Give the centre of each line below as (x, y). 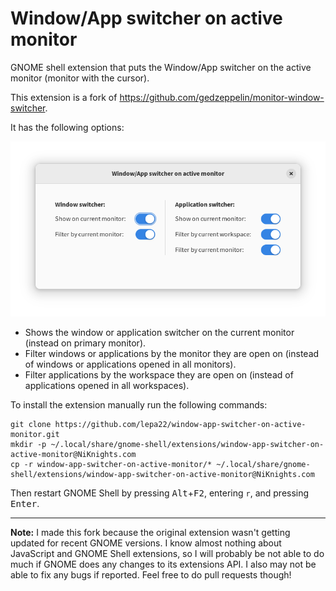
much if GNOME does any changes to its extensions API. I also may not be (163, 564)
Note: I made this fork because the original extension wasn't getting (150, 533)
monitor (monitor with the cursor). (80, 78)
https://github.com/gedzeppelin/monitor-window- (222, 97)
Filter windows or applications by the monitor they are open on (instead (172, 354)
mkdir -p (28, 445)
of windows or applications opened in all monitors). (130, 364)
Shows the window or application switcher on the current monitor (159, 333)
